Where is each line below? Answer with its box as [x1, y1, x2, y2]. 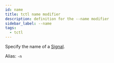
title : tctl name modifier [5, 12, 61, 17]
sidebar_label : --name [5, 21, 52, 26]
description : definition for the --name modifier [5, 16, 110, 21]
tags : [5, 26, 16, 31]
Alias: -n [5, 53, 22, 59]
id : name [5, 7, 23, 12]
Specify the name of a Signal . [5, 44, 65, 49]
